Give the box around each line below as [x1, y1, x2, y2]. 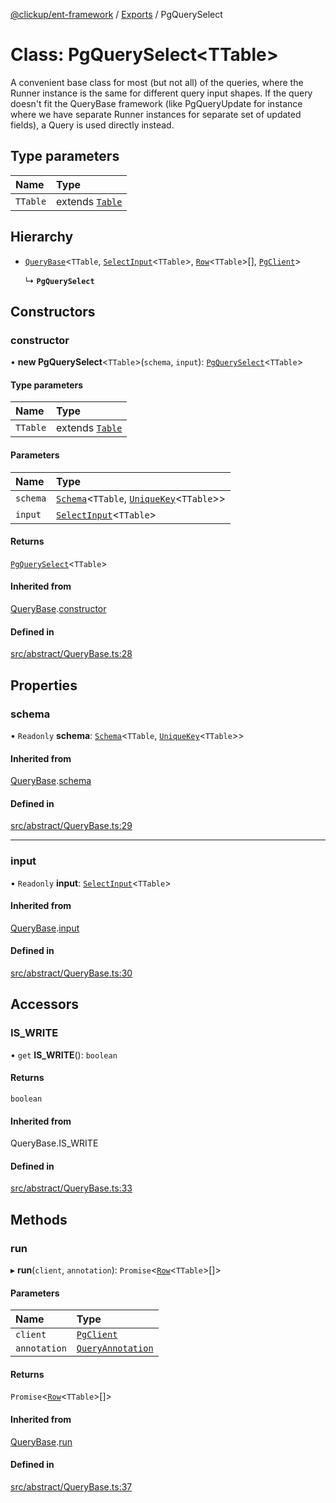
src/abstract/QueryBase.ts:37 [10, 1480, 133, 1493]
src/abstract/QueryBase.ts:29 [10, 820, 133, 832]
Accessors [10, 996, 80, 1013]
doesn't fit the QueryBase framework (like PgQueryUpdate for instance [10, 97, 303, 109]
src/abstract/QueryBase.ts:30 [10, 967, 133, 979]
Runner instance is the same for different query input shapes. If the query [10, 87, 313, 99]
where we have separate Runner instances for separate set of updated [10, 108, 302, 120]
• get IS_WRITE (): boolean [10, 1049, 118, 1061]
